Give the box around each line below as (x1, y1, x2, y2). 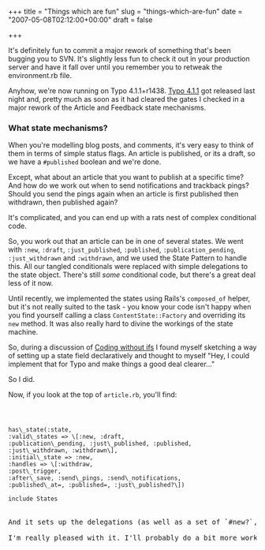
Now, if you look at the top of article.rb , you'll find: (8, 390, 177, 399)
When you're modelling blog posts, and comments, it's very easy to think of (8, 140, 254, 150)
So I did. (8, 375, 35, 384)
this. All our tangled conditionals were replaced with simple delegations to (8, 262, 248, 271)
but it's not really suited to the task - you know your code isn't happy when (8, 302, 252, 312)
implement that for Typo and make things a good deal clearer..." (8, 359, 215, 369)
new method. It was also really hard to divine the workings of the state (8, 319, 233, 328)
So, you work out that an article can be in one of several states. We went (8, 237, 244, 246)
